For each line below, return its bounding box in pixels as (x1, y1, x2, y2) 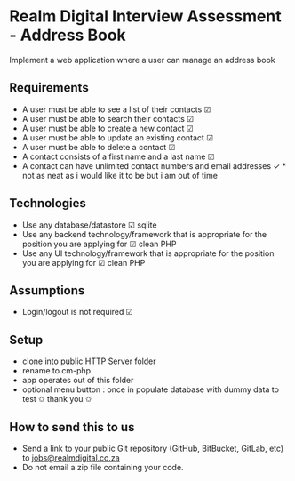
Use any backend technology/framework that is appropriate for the (21, 228, 267, 239)
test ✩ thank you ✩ (21, 394, 92, 405)
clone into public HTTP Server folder (21, 356, 157, 366)
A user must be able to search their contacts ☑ (21, 113, 195, 124)
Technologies (9, 196, 87, 211)
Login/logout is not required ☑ (21, 307, 133, 317)
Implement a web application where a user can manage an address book (9, 54, 275, 65)
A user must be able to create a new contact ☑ (21, 123, 194, 133)
